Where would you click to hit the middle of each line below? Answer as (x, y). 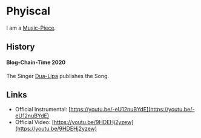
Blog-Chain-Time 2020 (36, 62)
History (21, 47)
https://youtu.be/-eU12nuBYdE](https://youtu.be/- (133, 110)
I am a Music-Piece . (31, 28)
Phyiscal (28, 11)
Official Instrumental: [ (43, 110)
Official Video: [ (35, 122)
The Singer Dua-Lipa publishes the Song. (58, 76)
